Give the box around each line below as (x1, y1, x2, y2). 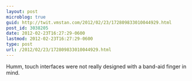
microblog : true (6, 14, 46, 20)
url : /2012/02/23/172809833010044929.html (6, 47, 112, 53)
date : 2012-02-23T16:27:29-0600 (6, 31, 85, 36)
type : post (6, 42, 33, 48)
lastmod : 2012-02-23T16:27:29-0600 (6, 36, 93, 42)
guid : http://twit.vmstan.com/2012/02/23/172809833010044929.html (6, 19, 172, 25)
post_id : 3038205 (6, 25, 49, 31)
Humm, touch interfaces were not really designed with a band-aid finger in (6, 63, 187, 70)
